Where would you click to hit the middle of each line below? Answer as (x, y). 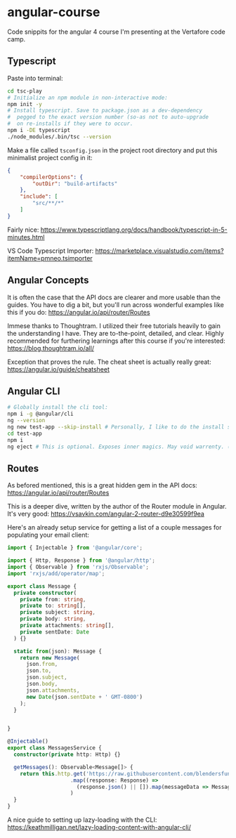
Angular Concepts (48, 281)
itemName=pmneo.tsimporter (50, 258)
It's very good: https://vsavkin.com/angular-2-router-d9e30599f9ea (106, 514)
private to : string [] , (53, 606)
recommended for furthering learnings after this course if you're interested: (117, 341)
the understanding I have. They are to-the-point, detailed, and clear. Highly (116, 333)
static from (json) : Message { (58, 651)
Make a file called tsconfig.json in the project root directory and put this (112, 150)
